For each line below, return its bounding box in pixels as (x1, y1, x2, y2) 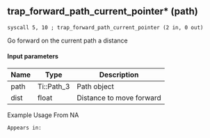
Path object (76, 82, 115, 91)
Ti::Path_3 (37, 82, 70, 91)
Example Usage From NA (7, 111, 79, 119)
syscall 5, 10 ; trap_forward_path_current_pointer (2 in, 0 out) (7, 24, 204, 31)
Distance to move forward (76, 93, 161, 103)
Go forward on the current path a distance (7, 36, 128, 45)
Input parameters (7, 52, 59, 61)
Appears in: (7, 125, 42, 132)
